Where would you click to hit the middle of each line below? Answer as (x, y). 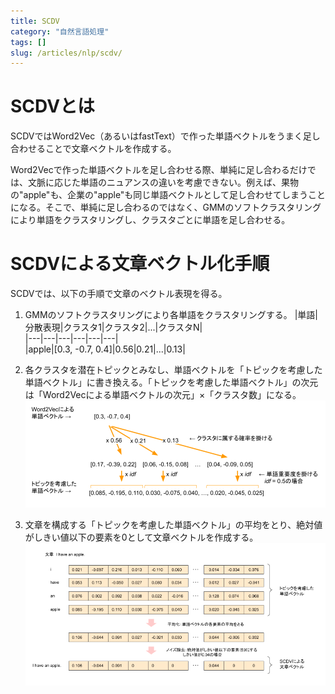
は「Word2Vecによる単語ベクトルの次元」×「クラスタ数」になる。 (163, 395)
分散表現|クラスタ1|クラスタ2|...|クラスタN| (113, 327)
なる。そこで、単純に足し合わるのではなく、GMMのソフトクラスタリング (170, 207)
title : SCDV (35, 21)
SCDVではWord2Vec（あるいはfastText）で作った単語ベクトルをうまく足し (165, 136)
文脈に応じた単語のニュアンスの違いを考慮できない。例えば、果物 (163, 182)
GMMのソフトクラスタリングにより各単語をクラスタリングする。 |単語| (171, 315)
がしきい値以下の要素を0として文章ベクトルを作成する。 (141, 537)
